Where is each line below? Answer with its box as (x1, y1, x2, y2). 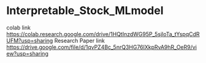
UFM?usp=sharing (6, 37, 53, 44)
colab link (6, 24, 31, 31)
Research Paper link (54, 37, 105, 44)
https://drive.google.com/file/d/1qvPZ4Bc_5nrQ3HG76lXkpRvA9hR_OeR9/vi (6, 43, 197, 51)
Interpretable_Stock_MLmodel (6, 4, 164, 18)
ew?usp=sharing (6, 50, 49, 57)
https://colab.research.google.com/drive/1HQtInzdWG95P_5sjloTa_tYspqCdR (6, 30, 200, 37)
